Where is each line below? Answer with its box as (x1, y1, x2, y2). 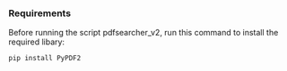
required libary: (8, 36, 65, 47)
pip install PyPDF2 (8, 54, 82, 63)
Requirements (8, 7, 72, 20)
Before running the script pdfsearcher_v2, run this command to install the (8, 28, 279, 38)
